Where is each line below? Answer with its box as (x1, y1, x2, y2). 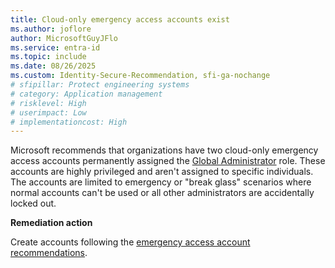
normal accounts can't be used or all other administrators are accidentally (10, 187, 315, 199)
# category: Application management (10, 89, 163, 99)
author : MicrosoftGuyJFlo (10, 33, 118, 43)
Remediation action (10, 217, 93, 229)
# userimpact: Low (10, 107, 87, 118)
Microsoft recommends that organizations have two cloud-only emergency (10, 144, 319, 156)
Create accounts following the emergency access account (10, 236, 251, 248)
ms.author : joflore (10, 24, 92, 34)
